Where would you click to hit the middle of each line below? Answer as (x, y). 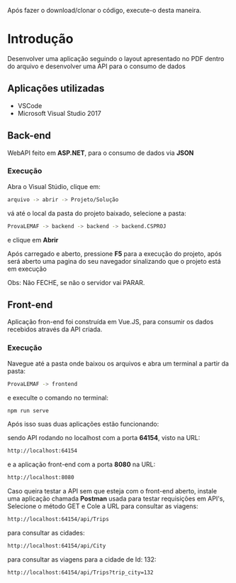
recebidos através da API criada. (55, 329)
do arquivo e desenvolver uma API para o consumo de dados (96, 66)
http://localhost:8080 (41, 478)
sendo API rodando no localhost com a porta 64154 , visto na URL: (104, 438)
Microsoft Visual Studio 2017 (59, 113)
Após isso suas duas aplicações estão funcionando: (83, 424)
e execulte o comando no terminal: (58, 397)
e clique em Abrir (33, 240)
